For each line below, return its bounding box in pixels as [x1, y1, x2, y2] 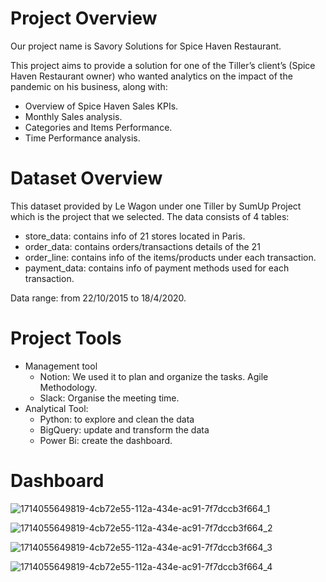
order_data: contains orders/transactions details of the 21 [24, 240, 261, 252]
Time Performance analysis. [24, 132, 141, 144]
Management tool [24, 360, 98, 372]
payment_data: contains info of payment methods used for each [24, 262, 290, 274]
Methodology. [39, 381, 98, 393]
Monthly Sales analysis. [24, 110, 123, 122]
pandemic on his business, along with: [10, 80, 168, 92]
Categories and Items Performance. [24, 121, 173, 133]
